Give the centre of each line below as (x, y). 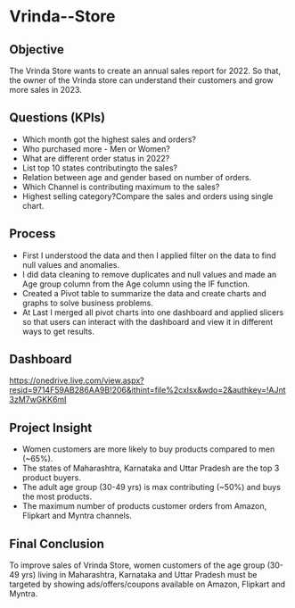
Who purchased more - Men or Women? (96, 148)
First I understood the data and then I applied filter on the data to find (149, 255)
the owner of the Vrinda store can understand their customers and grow (141, 80)
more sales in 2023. (45, 90)
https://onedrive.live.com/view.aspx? (77, 380)
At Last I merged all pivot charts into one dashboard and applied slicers (153, 312)
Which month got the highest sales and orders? (109, 139)
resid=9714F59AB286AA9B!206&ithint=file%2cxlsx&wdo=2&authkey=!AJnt (148, 390)
